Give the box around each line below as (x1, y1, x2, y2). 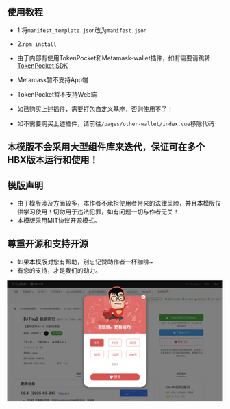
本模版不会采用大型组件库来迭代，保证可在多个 (7, 141, 205, 153)
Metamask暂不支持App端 (16, 75, 89, 84)
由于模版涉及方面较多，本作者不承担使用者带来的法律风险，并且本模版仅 (16, 199, 221, 208)
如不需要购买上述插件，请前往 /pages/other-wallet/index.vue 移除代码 (16, 119, 214, 127)
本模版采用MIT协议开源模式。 (16, 216, 101, 225)
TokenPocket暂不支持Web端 (16, 90, 97, 98)
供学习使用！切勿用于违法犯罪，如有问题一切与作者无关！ (16, 208, 179, 216)
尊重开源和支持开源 (7, 238, 88, 250)
